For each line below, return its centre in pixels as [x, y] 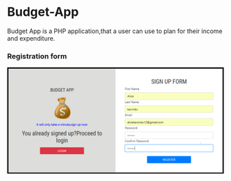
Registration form [37, 56]
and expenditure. [31, 38]
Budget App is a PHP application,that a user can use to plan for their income [115, 31]
